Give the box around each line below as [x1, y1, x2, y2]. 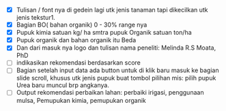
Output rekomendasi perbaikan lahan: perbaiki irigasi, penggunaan [16, 89, 204, 97]
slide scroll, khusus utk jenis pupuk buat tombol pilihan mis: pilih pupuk [16, 74, 216, 82]
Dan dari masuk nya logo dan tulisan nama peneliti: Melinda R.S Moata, [16, 44, 216, 52]
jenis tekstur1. [16, 14, 55, 22]
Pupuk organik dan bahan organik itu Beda [16, 36, 137, 44]
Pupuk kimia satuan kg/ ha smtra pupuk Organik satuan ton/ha [16, 29, 192, 37]
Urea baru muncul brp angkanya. [16, 81, 110, 89]
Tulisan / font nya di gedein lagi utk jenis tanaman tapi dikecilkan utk [16, 6, 209, 14]
